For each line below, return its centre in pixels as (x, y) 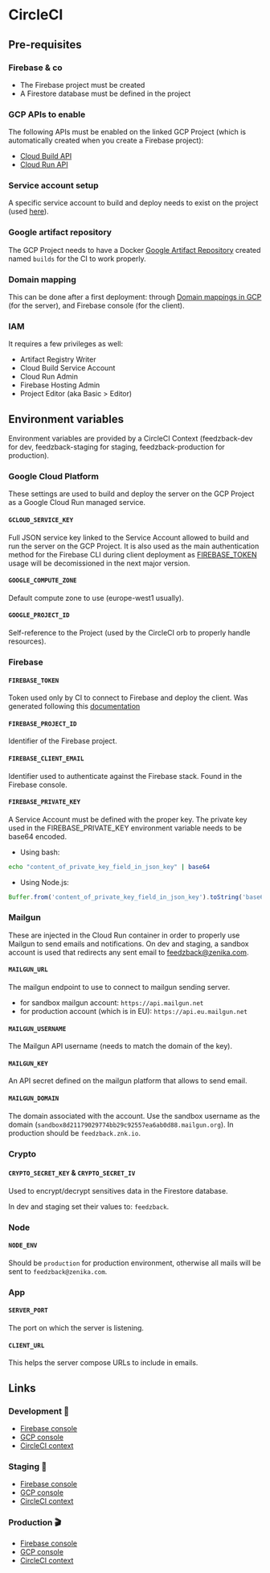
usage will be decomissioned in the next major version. (99, 563)
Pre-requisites (45, 45)
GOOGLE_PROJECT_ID (39, 615)
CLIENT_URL (27, 1345)
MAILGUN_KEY (28, 1064)
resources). (27, 641)
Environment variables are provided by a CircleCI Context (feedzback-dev (131, 439)
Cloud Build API (46, 156)
